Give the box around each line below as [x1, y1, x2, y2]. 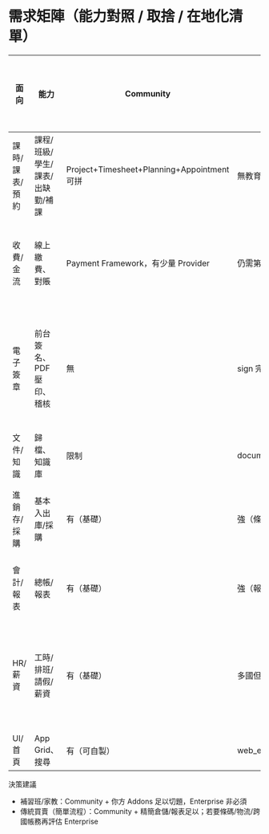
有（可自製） [66, 745, 114, 756]
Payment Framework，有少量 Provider [66, 258, 211, 269]
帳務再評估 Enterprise [26, 816, 98, 826]
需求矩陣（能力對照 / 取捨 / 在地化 [8, 7, 230, 26]
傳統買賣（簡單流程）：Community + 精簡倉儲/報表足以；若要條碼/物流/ [19, 806, 254, 816]
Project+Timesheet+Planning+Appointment [66, 164, 230, 175]
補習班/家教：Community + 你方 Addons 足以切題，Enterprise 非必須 [19, 796, 247, 806]
